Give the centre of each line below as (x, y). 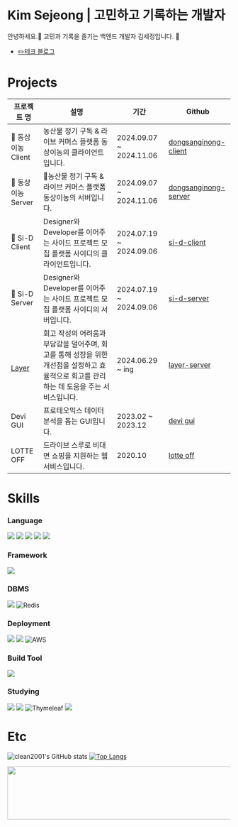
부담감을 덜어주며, (72, 344)
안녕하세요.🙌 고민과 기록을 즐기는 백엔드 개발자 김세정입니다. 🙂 (93, 36)
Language (25, 520)
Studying (24, 691)
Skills (24, 499)
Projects (33, 83)
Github (198, 111)
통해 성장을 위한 (83, 354)
